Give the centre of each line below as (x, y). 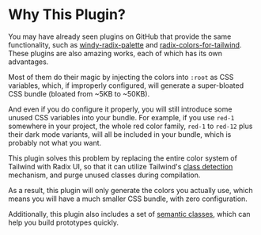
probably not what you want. (55, 142)
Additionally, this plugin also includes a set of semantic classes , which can (129, 214)
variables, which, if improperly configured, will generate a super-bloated (126, 85)
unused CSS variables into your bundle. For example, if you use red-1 (121, 117)
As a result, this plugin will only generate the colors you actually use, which (130, 190)
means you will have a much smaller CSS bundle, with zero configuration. (128, 199)
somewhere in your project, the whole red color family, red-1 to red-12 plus (130, 126)
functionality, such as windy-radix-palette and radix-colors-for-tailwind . (125, 44)
